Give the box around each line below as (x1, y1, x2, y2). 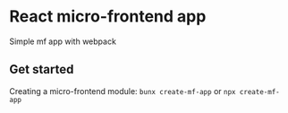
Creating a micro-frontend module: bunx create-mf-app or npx (9, 85, 236, 96)
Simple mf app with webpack (9, 36, 116, 47)
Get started (9, 62, 74, 77)
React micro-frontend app (9, 6, 207, 27)
